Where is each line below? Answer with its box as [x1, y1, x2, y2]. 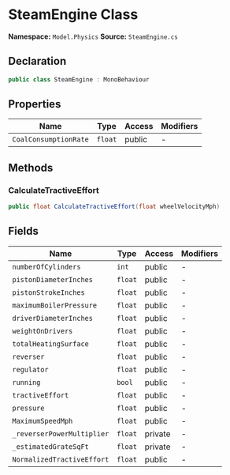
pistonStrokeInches [12, 288, 85, 297]
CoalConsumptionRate [12, 135, 89, 144]
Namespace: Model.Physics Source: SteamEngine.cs [8, 32, 179, 41]
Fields [8, 224, 39, 238]
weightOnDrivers [12, 326, 73, 335]
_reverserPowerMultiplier [12, 429, 109, 438]
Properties [8, 97, 61, 111]
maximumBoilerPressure [12, 300, 97, 310]
